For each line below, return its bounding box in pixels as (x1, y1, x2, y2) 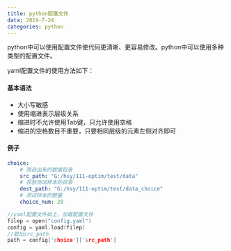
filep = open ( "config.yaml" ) (7, 217, 92, 225)
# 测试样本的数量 (19, 192, 63, 199)
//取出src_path (7, 230, 49, 237)
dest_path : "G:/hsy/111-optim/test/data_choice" (19, 186, 164, 193)
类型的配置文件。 (7, 51, 56, 60)
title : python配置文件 (7, 10, 69, 17)
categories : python (7, 23, 64, 30)
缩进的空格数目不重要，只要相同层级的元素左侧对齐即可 (17, 127, 176, 135)
